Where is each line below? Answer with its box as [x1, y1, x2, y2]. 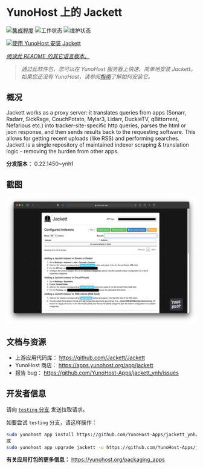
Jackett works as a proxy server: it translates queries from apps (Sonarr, [6, 108, 187, 116]
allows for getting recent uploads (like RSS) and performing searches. [6, 135, 180, 142]
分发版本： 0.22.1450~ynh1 [6, 160, 74, 167]
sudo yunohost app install [6, 431, 74, 437]
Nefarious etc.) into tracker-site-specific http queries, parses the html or [6, 122, 186, 129]
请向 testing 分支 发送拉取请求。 [6, 405, 88, 413]
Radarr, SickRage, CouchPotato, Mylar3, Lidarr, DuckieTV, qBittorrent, [6, 115, 179, 122]
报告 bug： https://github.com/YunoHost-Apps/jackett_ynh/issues [14, 369, 179, 376]
